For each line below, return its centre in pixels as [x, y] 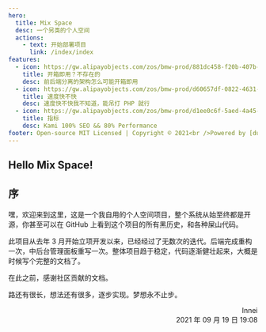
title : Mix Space [44, 23]
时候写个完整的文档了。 [46, 261]
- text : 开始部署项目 [55, 45]
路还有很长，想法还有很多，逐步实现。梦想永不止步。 [95, 294]
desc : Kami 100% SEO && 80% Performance [90, 126]
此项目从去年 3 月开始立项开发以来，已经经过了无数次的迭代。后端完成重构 [130, 241]
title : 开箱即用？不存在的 [61, 74]
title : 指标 [41, 119]
